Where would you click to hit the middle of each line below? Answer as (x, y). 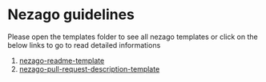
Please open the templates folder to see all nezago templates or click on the (133, 37)
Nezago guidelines (71, 15)
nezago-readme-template (62, 61)
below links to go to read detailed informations (84, 45)
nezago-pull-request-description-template (89, 68)
